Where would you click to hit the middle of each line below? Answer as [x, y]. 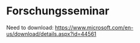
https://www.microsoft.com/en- [94, 27]
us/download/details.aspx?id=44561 [51, 33]
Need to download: [30, 27]
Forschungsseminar [58, 11]
